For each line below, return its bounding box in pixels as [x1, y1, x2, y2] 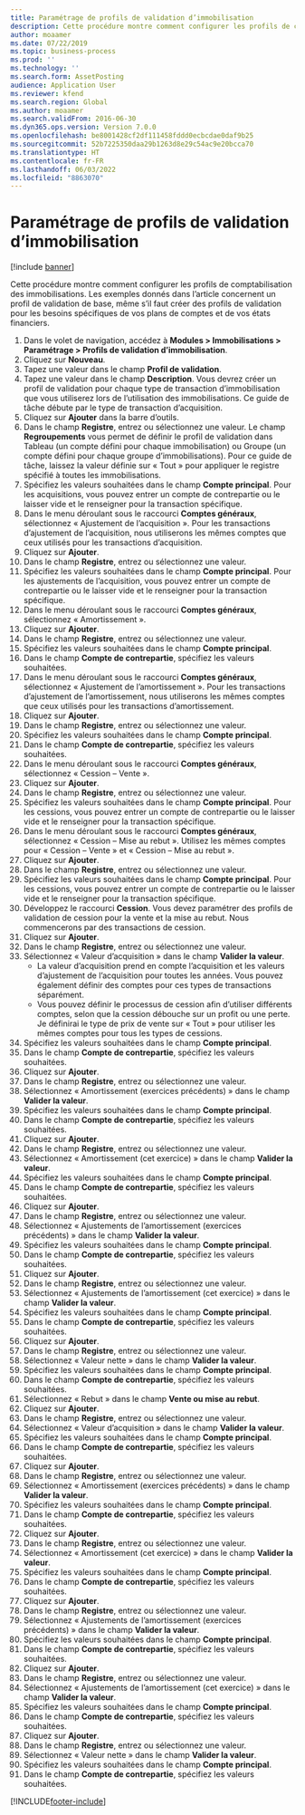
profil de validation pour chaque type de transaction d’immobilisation [23, 383, 281, 394]
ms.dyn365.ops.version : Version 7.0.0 [10, 123, 157, 132]
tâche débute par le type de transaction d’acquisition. [23, 402, 223, 413]
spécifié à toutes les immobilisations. [23, 470, 162, 481]
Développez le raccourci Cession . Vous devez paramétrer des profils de [23, 903, 293, 914]
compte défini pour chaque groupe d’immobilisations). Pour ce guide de [23, 450, 292, 462]
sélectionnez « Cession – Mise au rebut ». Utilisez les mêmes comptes [23, 835, 286, 847]
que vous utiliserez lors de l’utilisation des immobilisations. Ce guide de [23, 393, 290, 404]
